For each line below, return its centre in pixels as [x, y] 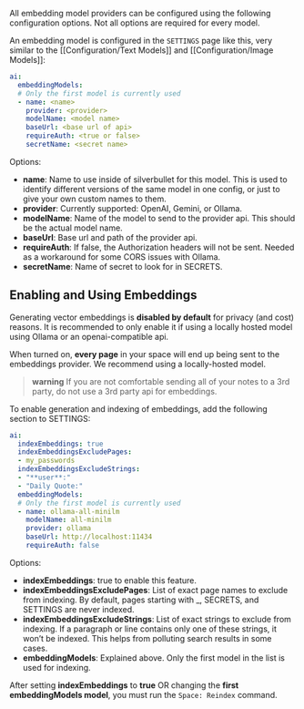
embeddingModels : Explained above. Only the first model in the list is [153, 658]
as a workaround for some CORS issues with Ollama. [122, 257]
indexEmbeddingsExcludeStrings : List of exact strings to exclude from [157, 619]
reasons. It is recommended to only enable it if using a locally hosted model [151, 326]
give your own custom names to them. [94, 199]
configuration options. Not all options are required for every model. [135, 23]
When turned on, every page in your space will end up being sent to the [145, 354]
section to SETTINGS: [50, 418]
